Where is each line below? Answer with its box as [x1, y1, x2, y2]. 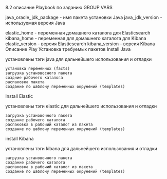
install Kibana [5, 136, 34, 141]
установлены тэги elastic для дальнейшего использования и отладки [5, 103, 157, 109]
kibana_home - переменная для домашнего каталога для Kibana [5, 35, 146, 41]
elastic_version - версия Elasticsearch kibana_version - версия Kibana [5, 41, 155, 47]
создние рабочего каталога [5, 75, 63, 80]
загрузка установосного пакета [5, 70, 72, 76]
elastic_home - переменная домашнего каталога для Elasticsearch [5, 30, 151, 35]
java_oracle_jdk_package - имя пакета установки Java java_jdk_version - [5, 14, 162, 20]
